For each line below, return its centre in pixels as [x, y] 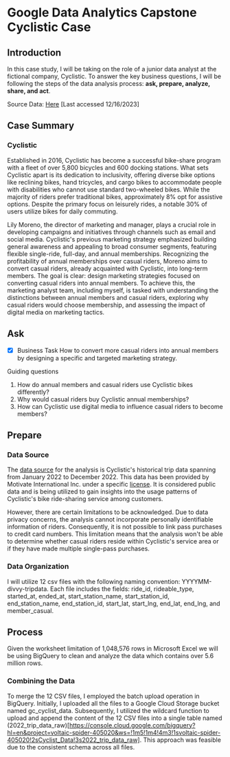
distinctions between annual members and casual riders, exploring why [108, 297]
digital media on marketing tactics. [56, 312]
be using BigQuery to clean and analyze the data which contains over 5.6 [111, 656]
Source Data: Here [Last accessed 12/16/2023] [73, 104]
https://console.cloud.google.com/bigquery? [132, 725]
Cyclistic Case [49, 27]
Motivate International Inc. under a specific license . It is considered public [112, 485]
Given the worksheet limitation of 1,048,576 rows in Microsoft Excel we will [113, 649]
